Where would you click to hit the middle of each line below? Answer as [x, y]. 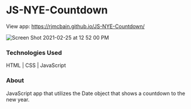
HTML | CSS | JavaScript [36, 65]
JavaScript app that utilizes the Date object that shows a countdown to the [96, 93]
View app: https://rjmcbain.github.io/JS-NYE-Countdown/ [75, 26]
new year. [18, 99]
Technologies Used [34, 52]
